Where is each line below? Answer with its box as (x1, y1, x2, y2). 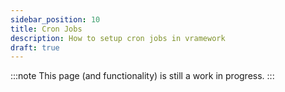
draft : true (10, 42, 60, 53)
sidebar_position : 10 (10, 14, 101, 25)
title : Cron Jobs (10, 24, 83, 34)
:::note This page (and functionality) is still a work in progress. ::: (10, 70, 275, 82)
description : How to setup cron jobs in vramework (10, 33, 226, 43)
